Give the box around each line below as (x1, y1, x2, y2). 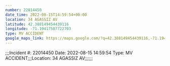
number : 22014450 (5, 7, 42, 13)
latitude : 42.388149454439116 (5, 21, 69, 27)
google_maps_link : (5, 36, 44, 41)
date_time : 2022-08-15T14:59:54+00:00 (5, 12, 87, 17)
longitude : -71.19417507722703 (5, 26, 71, 31)
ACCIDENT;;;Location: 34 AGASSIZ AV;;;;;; (5, 55, 93, 61)
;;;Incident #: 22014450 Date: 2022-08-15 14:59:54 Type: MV (5, 49, 133, 56)
